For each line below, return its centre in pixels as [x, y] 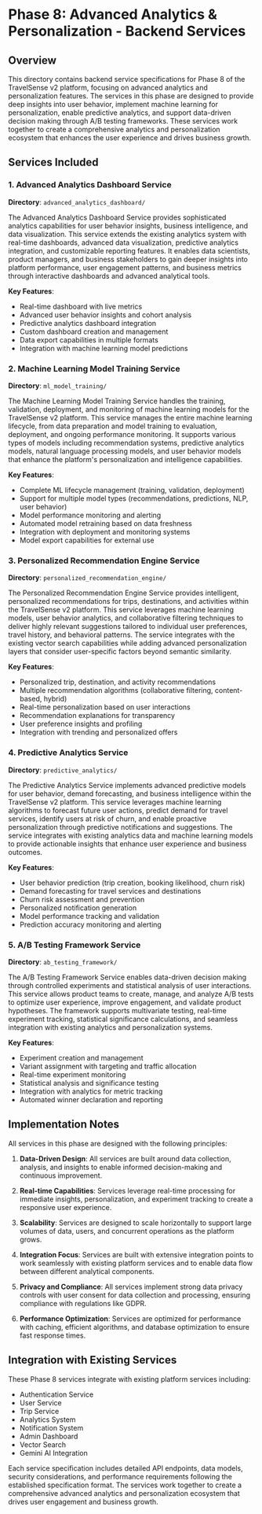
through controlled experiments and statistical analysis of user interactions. [130, 985]
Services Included [54, 163]
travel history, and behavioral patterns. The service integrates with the [122, 635]
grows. [31, 1239]
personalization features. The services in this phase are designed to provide [131, 96]
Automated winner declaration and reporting [91, 1099]
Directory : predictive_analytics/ [63, 770]
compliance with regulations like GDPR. [83, 1303]
